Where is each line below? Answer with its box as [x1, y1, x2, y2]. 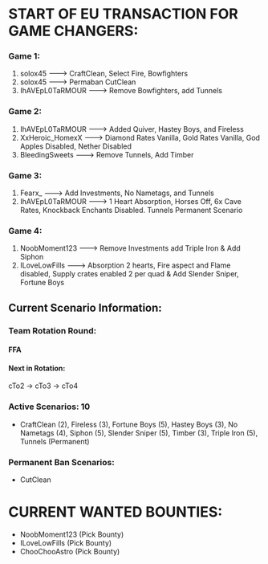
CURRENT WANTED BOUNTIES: [8, 503, 223, 521]
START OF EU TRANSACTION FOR [8, 5, 238, 23]
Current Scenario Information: [8, 300, 162, 314]
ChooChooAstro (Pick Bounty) [19, 547, 120, 557]
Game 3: [8, 170, 43, 181]
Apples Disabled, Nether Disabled [19, 141, 132, 151]
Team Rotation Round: [8, 325, 97, 336]
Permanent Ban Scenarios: [8, 456, 115, 468]
